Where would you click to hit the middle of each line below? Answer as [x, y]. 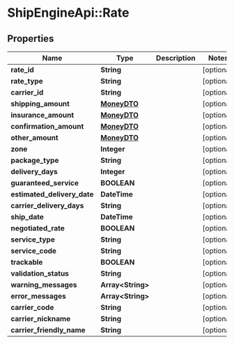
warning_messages [44, 285]
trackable [27, 262]
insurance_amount [42, 115]
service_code [34, 251]
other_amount [34, 138]
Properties [31, 39]
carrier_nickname [41, 319]
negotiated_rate [38, 228]
